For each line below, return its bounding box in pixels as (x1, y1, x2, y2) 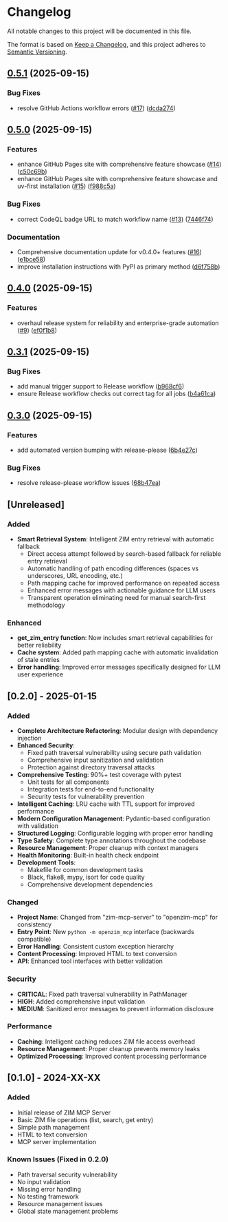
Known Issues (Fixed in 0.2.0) (7, 1154, 109, 1164)
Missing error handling (16, 1185, 81, 1193)
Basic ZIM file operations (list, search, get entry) (16, 1115, 154, 1123)
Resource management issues (16, 1199, 103, 1208)
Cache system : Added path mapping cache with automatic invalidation (16, 648, 218, 656)
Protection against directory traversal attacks (27, 763, 155, 771)
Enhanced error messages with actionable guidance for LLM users (27, 586, 216, 594)
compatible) (16, 935, 52, 944)
